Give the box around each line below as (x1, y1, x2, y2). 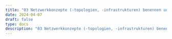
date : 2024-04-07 (5, 12, 42, 17)
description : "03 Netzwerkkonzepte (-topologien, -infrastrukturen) (5, 26, 155, 31)
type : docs (5, 21, 29, 27)
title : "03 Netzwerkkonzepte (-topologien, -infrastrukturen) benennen (5, 7, 161, 13)
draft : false (5, 17, 33, 22)
